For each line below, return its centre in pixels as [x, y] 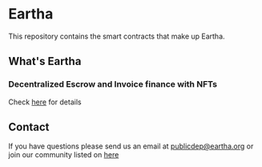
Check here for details [45, 102]
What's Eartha [45, 61]
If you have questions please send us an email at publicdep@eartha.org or [131, 146]
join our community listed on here [64, 155]
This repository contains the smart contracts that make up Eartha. [117, 36]
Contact [29, 127]
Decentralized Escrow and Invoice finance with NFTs [113, 84]
